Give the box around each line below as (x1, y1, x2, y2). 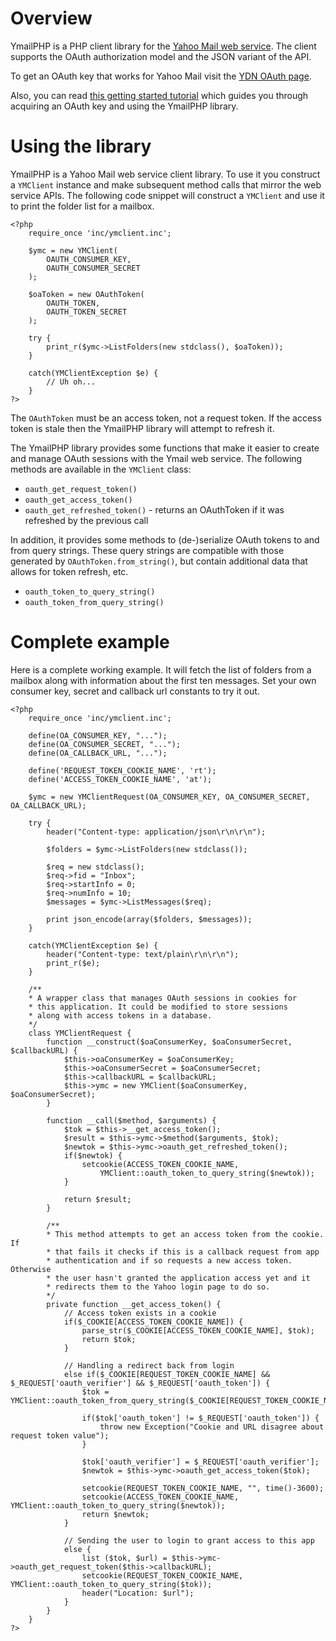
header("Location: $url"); (81, 1588, 195, 1598)
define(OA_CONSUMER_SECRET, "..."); (28, 739, 182, 749)
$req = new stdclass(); (46, 862, 145, 872)
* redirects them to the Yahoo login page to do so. (46, 1282, 271, 1292)
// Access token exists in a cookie (63, 1308, 217, 1318)
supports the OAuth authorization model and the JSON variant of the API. (10, 50, 312, 62)
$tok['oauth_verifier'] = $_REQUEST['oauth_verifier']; (81, 1457, 320, 1467)
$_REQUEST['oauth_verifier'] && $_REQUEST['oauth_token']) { (10, 1378, 271, 1388)
